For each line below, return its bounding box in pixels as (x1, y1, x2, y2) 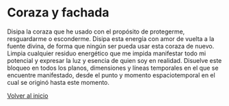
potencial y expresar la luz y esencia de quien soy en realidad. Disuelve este (7, 56, 222, 64)
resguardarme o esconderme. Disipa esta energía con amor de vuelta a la (7, 34, 215, 42)
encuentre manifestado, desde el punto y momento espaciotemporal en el (7, 70, 215, 79)
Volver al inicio (7, 91, 49, 100)
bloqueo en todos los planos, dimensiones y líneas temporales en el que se (7, 64, 219, 72)
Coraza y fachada (7, 5, 109, 21)
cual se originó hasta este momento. (7, 78, 110, 86)
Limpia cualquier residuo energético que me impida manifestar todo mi (7, 49, 206, 57)
